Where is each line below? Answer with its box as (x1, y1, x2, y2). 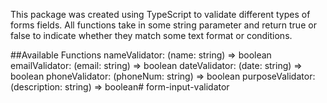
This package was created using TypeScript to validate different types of (10, 9, 311, 20)
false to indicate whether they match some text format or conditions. (10, 30, 293, 41)
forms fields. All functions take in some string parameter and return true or (10, 19, 317, 31)
